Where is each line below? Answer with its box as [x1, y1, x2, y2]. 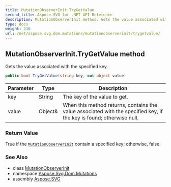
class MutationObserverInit [12, 165, 70, 171]
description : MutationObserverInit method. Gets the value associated [5, 17, 158, 22]
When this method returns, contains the [63, 101, 158, 108]
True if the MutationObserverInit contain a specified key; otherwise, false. [5, 141, 161, 147]
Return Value [5, 129, 38, 136]
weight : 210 [5, 26, 31, 32]
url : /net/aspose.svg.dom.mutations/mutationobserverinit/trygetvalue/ [5, 31, 160, 36]
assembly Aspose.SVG [12, 176, 61, 182]
